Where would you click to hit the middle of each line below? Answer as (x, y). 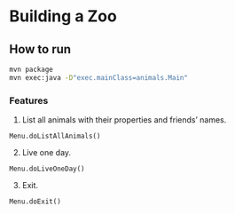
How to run (40, 49)
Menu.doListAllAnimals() (55, 136)
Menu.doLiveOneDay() (47, 169)
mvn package (31, 69)
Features (29, 100)
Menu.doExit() (35, 202)
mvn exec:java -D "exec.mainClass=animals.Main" (99, 77)
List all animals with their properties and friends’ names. (124, 120)
